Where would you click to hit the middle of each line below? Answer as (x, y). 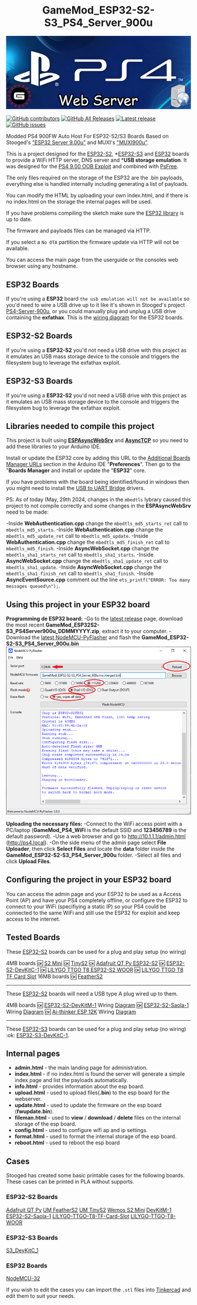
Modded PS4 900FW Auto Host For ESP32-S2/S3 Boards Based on (87, 137)
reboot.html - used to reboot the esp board (67, 1143)
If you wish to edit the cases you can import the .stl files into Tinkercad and (98, 1290)
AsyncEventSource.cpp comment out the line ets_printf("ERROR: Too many (98, 580)
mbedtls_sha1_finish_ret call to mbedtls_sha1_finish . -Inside (80, 574)
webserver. (28, 1099)
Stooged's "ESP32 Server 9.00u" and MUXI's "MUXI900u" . (77, 142)
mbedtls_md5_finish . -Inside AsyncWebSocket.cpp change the (83, 548)
